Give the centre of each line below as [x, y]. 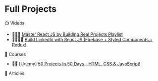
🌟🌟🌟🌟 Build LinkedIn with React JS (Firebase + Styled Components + [82, 39]
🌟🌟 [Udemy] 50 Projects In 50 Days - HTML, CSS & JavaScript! [76, 64]
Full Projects [31, 9]
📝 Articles [15, 73]
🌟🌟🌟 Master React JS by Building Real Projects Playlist [67, 34]
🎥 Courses [15, 54]
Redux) [19, 45]
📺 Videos [15, 23]
